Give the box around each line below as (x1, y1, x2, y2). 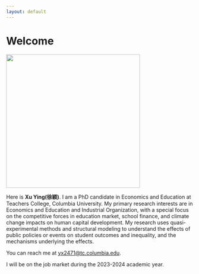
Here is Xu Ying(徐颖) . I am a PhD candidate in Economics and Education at (6, 193, 191, 200)
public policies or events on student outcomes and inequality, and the (6, 231, 176, 238)
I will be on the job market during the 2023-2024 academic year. (6, 260, 165, 267)
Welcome (6, 34, 54, 47)
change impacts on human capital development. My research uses (6, 219, 169, 226)
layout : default (6, 8, 46, 15)
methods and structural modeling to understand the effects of (39, 225, 191, 232)
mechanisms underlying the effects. (6, 238, 94, 245)
